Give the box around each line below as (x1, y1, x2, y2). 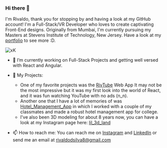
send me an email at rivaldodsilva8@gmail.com (12, 137, 111, 143)
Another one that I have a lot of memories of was (20, 98, 122, 104)
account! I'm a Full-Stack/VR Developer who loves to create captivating (5, 21, 154, 27)
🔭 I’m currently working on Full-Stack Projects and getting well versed (12, 57, 158, 63)
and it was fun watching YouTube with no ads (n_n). (20, 93, 128, 99)
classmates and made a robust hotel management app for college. (20, 109, 158, 115)
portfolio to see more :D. (5, 37, 56, 43)
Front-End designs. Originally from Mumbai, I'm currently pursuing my (5, 27, 151, 33)
